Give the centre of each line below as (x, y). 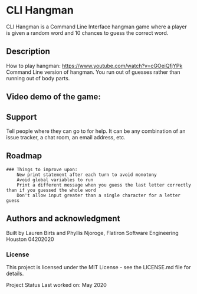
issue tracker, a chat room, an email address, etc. (66, 137)
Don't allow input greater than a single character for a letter (99, 195)
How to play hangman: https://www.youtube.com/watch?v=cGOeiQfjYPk (94, 66)
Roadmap (24, 156)
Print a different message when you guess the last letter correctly (104, 185)
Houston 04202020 (30, 239)
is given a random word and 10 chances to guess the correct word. (87, 32)
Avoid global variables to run (55, 180)
